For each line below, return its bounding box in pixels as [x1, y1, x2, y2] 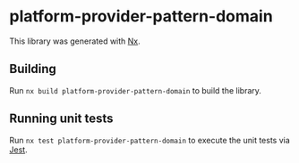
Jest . [9, 144, 29, 155]
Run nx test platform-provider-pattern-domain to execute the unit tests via [9, 134, 291, 145]
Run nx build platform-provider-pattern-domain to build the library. [9, 85, 262, 95]
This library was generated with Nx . [9, 36, 141, 46]
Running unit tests [9, 111, 114, 126]
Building [9, 61, 56, 77]
